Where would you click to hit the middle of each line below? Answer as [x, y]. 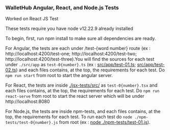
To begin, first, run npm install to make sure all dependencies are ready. [81, 38]
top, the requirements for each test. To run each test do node [69, 117]
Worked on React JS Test [32, 19]
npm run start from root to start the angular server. [59, 75]
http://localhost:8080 [28, 101]
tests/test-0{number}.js [32, 123]
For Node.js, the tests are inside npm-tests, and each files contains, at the [83, 112]
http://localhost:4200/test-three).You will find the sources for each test [80, 59]
